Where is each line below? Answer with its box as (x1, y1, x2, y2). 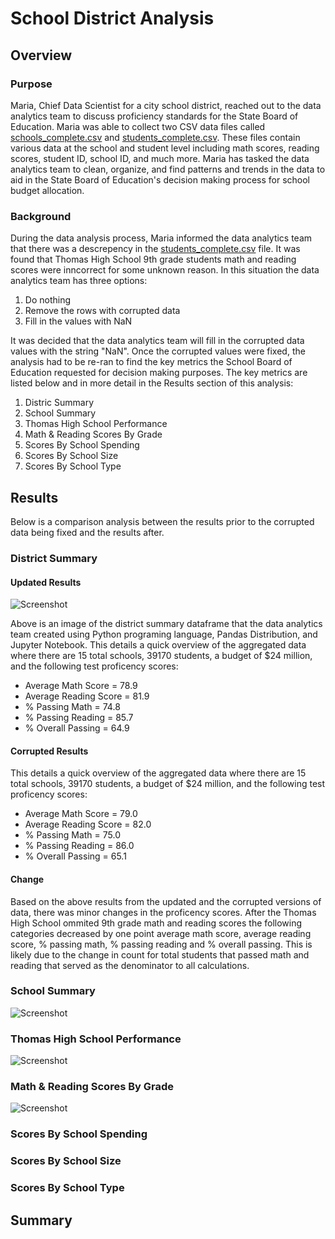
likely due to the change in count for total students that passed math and (10, 948, 310, 961)
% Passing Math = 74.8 (24, 701, 121, 713)
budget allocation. (10, 184, 85, 196)
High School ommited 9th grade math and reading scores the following (10, 917, 303, 929)
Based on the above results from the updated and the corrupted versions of (10, 895, 322, 907)
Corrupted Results (10, 745, 89, 757)
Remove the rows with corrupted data (24, 305, 181, 317)
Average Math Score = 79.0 (24, 808, 138, 820)
